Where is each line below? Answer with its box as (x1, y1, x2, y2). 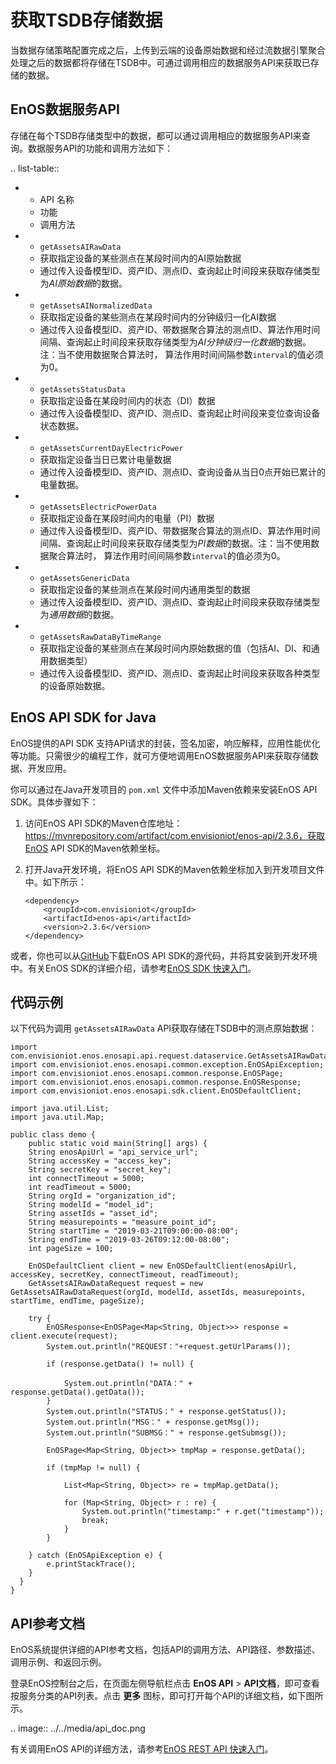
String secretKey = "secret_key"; (28, 1165, 172, 1175)
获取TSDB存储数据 (10, 9, 163, 32)
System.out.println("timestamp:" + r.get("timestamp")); (81, 1507, 325, 1517)
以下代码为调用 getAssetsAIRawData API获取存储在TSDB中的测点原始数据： (10, 1022, 318, 1035)
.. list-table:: (10, 162, 60, 174)
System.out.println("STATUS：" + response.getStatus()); (46, 1407, 287, 1417)
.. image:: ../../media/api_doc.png (10, 1722, 146, 1735)
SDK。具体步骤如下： (10, 796, 99, 808)
